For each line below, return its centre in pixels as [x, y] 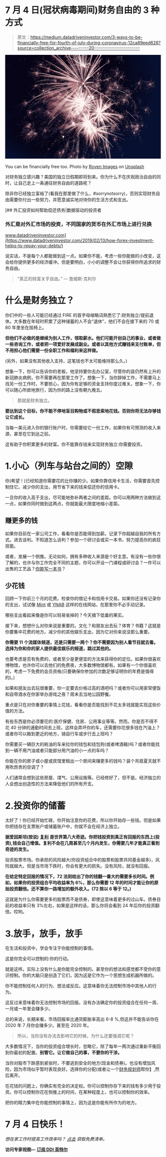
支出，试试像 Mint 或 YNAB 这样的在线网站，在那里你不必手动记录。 [79, 605]
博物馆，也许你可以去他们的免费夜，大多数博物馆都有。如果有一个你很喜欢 [81, 665]
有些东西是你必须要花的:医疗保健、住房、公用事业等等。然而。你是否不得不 [82, 722]
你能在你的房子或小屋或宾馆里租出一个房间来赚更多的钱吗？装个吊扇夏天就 [81, 761]
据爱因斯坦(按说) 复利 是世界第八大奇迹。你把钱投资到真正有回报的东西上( [80, 837]
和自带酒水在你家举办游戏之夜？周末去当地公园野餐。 [59, 694]
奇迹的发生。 [18, 849]
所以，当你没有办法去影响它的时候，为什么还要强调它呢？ [76, 1036]
